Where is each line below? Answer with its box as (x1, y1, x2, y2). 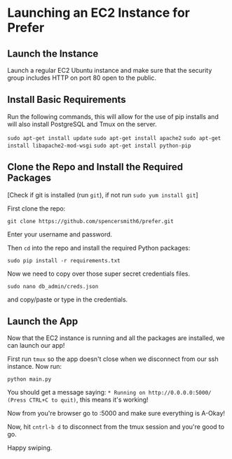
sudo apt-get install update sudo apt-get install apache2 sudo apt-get (7, 134, 221, 141)
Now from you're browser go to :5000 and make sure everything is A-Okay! (7, 409, 226, 418)
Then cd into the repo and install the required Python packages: (7, 243, 191, 252)
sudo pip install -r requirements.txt (7, 257, 121, 264)
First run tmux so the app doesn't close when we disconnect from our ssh (7, 355, 219, 363)
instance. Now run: (7, 362, 62, 371)
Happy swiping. (7, 444, 53, 452)
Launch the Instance (7, 48, 99, 59)
